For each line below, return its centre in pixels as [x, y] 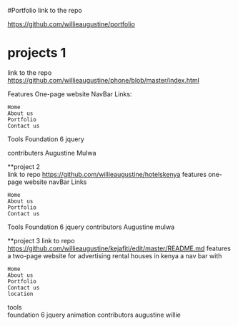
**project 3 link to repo [41, 240]
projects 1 [37, 53]
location [20, 294]
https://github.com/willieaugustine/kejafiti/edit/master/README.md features [119, 248]
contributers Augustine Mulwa [52, 153]
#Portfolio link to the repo [45, 10]
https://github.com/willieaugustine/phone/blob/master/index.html [104, 80]
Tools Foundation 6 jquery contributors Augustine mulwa [91, 227]
